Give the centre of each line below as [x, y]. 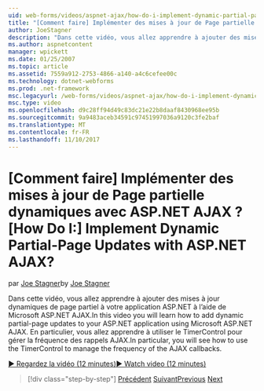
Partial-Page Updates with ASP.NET [128, 245]
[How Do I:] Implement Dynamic [114, 228]
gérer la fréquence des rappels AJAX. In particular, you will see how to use [128, 340]
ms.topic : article [38, 67]
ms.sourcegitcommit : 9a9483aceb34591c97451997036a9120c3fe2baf [114, 118]
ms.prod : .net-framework [49, 88]
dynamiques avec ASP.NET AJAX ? [126, 212]
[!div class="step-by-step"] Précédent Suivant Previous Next [125, 379]
